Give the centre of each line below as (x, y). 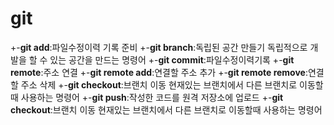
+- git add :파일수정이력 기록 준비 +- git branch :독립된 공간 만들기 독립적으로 (159, 47)
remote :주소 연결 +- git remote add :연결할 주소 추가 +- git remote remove (158, 72)
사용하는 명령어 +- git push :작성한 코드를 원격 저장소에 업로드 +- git (152, 97)
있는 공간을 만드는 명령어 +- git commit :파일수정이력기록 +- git (172, 59)
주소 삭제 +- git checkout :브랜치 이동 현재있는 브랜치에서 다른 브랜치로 (159, 84)
